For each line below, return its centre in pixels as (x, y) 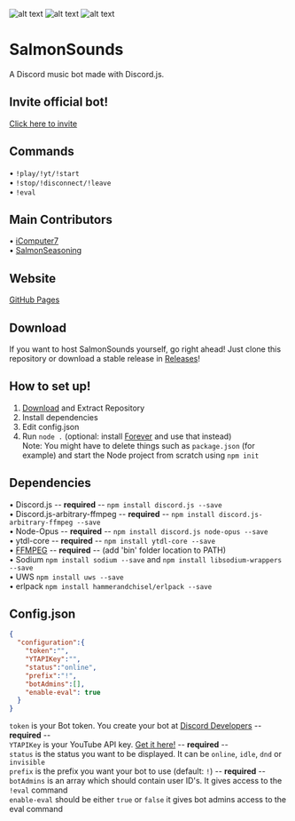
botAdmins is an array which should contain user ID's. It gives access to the (146, 781)
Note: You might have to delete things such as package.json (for (138, 445)
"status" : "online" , (61, 667)
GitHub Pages (35, 300)
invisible (27, 763)
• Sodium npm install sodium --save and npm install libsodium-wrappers (145, 559)
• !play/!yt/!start (44, 172)
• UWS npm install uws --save (66, 577)
